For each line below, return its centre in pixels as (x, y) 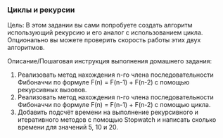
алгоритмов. (26, 48)
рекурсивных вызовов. (52, 90)
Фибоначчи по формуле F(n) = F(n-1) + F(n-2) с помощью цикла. (114, 105)
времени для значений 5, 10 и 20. (68, 127)
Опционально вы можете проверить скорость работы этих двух (104, 40)
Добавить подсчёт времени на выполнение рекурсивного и (108, 112)
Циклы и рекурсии (41, 10)
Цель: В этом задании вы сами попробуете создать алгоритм (100, 25)
